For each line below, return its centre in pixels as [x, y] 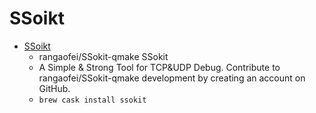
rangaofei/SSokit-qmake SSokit [103, 56]
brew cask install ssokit [92, 100]
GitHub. [54, 88]
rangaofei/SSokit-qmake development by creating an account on [172, 78]
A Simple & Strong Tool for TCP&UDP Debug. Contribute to [159, 67]
